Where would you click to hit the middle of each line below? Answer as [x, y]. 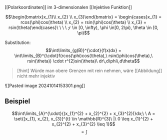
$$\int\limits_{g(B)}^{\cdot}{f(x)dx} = [83, 50]
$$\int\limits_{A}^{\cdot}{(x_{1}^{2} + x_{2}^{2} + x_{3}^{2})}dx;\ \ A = [83, 113]
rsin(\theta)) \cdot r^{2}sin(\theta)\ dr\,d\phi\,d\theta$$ [83, 61]
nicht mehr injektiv [36, 76]
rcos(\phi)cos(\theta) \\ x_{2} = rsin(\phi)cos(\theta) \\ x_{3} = [83, 22]
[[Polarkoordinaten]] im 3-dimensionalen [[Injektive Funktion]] [68, 7]
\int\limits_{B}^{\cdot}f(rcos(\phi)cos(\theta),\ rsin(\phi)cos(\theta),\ [83, 55]
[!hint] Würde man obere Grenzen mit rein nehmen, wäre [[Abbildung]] [89, 70]
